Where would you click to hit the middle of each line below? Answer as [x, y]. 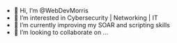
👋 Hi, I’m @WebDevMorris [51, 11]
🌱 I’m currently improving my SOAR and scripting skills [92, 25]
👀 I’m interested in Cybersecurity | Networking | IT [86, 18]
